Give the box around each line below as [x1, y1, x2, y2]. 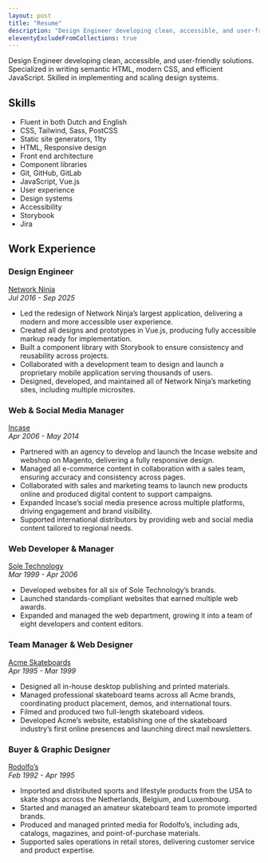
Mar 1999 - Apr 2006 [8, 570, 78, 579]
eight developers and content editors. [19, 619, 144, 629]
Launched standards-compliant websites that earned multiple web [19, 594, 238, 603]
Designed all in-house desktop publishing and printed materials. [19, 681, 231, 691]
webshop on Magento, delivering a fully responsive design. [19, 455, 215, 465]
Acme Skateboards [8, 657, 72, 667]
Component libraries [19, 160, 88, 169]
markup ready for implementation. [19, 333, 132, 344]
